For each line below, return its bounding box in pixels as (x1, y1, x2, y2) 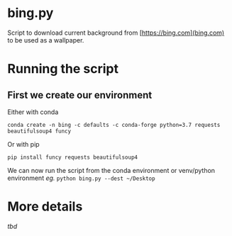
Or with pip (7, 140, 40, 148)
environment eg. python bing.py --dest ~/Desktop (7, 174, 155, 182)
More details (7, 198, 83, 215)
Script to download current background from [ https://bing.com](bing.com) (7, 28, 225, 37)
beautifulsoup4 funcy (7, 128, 72, 135)
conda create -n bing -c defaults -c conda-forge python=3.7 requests (7, 121, 221, 128)
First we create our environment (7, 89, 153, 101)
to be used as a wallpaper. (7, 35, 84, 44)
